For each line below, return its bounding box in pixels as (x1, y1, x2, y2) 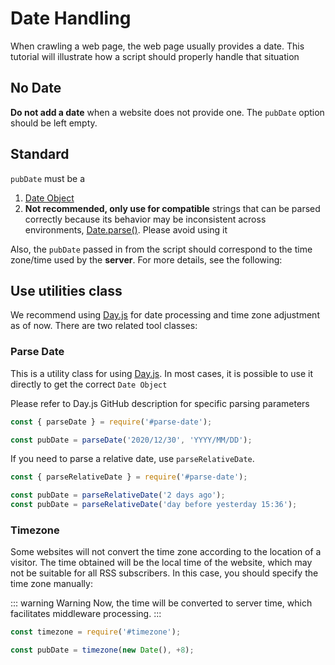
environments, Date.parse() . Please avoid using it (24, 223, 228, 236)
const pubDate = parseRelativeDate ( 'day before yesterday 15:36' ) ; (10, 500, 298, 510)
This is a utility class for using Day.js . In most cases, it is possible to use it (10, 367, 314, 379)
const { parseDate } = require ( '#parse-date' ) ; (10, 417, 213, 427)
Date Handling (10, 7, 132, 30)
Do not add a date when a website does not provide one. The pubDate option (10, 106, 325, 118)
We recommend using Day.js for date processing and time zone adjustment (10, 309, 320, 321)
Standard (10, 146, 70, 163)
